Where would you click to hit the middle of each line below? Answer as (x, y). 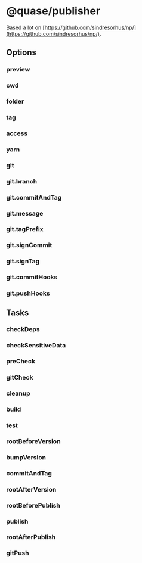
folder (15, 101)
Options (21, 53)
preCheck (21, 362)
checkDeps (23, 329)
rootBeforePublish (33, 505)
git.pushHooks (28, 293)
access (17, 133)
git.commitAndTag (34, 197)
